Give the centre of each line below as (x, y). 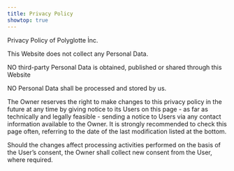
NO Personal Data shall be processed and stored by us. (87, 88)
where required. (30, 159)
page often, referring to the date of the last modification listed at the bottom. (117, 131)
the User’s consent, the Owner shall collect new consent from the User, (110, 152)
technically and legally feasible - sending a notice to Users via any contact (114, 117)
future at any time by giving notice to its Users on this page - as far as (108, 109)
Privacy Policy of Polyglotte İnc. (53, 40)
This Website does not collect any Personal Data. (78, 54)
